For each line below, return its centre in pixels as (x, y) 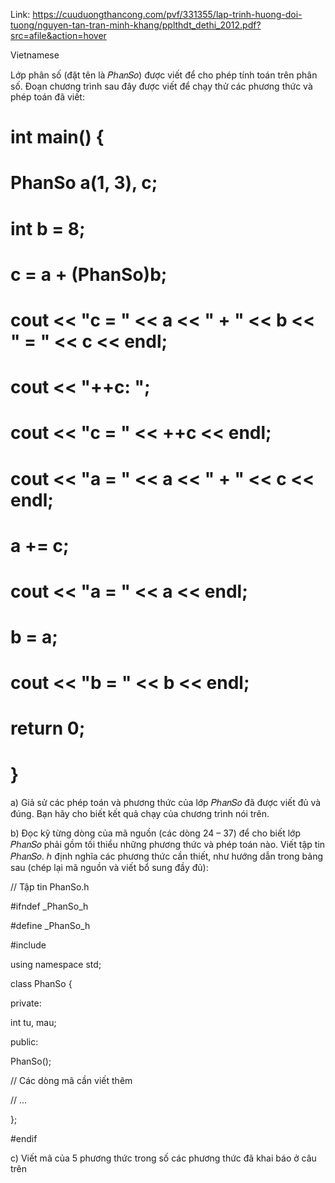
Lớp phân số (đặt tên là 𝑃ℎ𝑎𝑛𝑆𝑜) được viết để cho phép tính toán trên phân (164, 75)
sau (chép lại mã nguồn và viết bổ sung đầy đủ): (109, 868)
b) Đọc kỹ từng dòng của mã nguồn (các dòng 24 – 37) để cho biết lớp (155, 833)
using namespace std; (56, 965)
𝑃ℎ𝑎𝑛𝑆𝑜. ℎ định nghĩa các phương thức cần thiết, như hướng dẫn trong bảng (167, 856)
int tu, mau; (33, 1023)
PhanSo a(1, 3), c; (84, 183)
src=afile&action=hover (58, 35)
